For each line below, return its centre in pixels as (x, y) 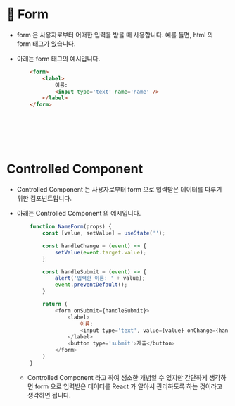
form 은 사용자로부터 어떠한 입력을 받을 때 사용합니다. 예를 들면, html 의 (115, 35)
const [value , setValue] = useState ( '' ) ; (104, 233)
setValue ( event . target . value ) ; (101, 252)
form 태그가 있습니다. (46, 43)
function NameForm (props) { (71, 227)
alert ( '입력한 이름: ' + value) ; (100, 278)
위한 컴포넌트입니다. (44, 198)
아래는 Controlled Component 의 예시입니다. (79, 214)
